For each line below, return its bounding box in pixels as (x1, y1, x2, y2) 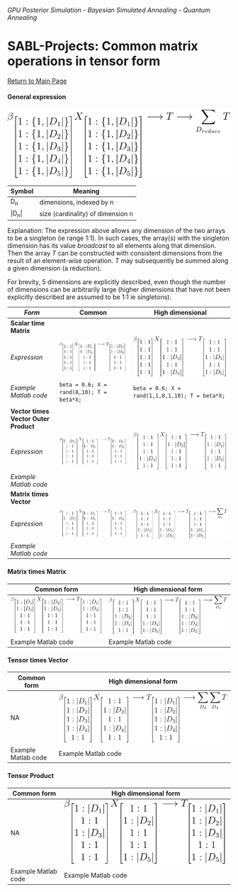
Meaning (73, 187, 100, 196)
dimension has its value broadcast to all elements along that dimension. (7, 241, 217, 249)
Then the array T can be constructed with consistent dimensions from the (7, 249, 223, 257)
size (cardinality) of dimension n (39, 210, 133, 218)
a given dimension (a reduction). (7, 264, 102, 272)
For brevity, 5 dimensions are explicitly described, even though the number (7, 277, 227, 286)
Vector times (10, 407, 50, 416)
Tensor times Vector (7, 655, 69, 664)
